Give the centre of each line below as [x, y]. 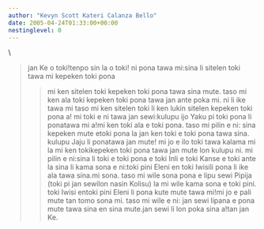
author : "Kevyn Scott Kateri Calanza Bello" [83, 15]
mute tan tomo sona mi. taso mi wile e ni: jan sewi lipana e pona [151, 201]
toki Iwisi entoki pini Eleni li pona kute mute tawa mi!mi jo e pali [149, 192]
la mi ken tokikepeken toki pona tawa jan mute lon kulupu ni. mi [150, 150]
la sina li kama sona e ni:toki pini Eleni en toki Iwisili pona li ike [148, 167]
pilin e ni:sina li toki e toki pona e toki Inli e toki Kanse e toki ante [152, 159]
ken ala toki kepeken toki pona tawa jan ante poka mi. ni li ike [147, 100]
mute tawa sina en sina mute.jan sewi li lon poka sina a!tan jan [148, 209]
